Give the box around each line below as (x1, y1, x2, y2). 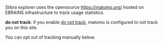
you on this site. (5, 24, 38, 30)
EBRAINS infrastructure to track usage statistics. (5, 9, 105, 15)
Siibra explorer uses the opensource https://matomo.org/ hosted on (5, 4, 144, 10)
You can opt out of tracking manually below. (5, 34, 96, 40)
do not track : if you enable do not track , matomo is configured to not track (5, 19, 158, 25)
